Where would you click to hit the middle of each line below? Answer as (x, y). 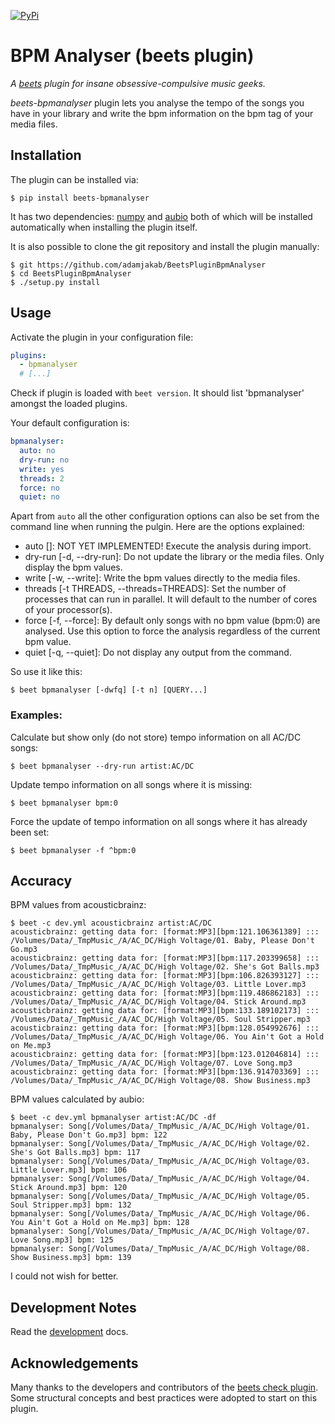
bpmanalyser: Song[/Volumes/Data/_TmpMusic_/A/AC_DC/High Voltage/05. (160, 1196)
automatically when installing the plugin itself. (104, 227)
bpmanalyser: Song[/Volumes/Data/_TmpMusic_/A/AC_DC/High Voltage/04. (160, 1179)
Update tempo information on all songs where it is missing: (131, 784)
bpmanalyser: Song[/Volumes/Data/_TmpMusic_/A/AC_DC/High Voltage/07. (160, 1231)
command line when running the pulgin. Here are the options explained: (157, 527)
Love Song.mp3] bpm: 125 (62, 1240)
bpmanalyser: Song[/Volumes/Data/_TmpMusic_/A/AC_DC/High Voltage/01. (160, 1126)
